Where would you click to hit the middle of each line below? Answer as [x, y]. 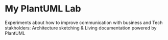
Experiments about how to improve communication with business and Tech [84, 22]
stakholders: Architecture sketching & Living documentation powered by [81, 27]
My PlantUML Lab [43, 9]
